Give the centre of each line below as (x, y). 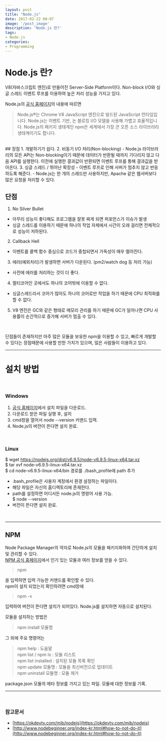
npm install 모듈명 (35, 627)
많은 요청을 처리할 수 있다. (30, 180)
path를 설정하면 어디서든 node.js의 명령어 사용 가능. (62, 493)
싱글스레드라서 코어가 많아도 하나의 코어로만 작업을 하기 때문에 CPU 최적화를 (86, 294)
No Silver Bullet (28, 209)
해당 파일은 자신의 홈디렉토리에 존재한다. (51, 487)
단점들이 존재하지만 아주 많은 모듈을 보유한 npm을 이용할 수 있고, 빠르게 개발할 (81, 336)
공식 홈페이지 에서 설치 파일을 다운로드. (49, 407)
